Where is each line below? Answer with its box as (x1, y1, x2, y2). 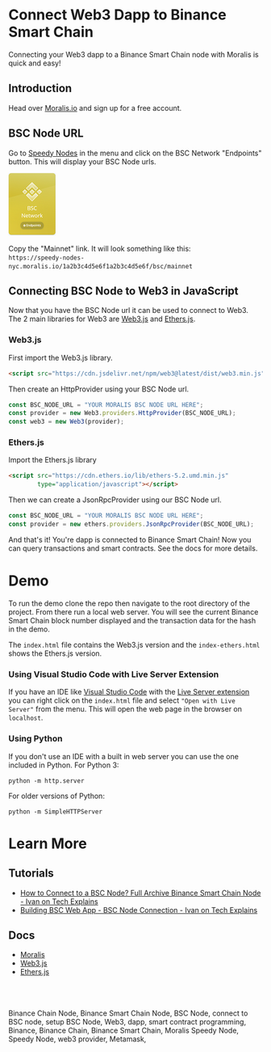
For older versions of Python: (8, 791, 105, 801)
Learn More (8, 834, 87, 852)
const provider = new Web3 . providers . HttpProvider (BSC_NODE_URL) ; (8, 409, 236, 417)
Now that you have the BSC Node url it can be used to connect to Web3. (8, 306, 248, 315)
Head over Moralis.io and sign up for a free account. (8, 103, 182, 112)
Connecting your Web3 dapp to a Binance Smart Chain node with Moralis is (8, 49, 260, 59)
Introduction (8, 82, 73, 95)
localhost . (8, 713, 44, 723)
